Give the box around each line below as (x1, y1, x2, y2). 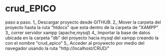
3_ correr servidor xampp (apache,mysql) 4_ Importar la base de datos (5, 29, 151, 35)
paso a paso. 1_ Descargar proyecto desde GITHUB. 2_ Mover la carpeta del (5, 19, 161, 25)
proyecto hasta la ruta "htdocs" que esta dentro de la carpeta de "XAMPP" (5, 24, 159, 30)
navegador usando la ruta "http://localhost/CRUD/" (5, 45, 110, 51)
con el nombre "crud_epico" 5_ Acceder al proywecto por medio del (5, 40, 145, 46)
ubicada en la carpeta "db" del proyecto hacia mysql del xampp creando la (5, 35, 159, 41)
